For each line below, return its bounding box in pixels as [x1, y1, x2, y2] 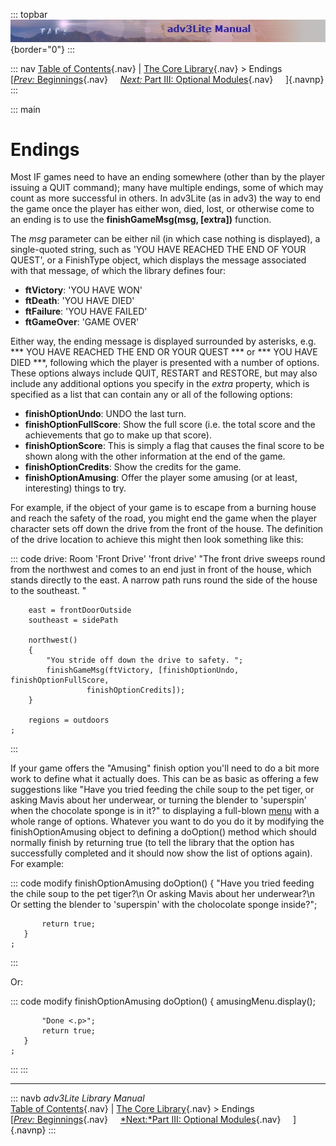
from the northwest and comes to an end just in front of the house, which [10, 564, 312, 576]
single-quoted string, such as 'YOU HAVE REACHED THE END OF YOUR [10, 244, 307, 256]
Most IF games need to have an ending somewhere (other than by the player [10, 171, 326, 183]
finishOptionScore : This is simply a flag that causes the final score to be [24, 440, 325, 452]
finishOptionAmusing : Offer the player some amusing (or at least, [24, 472, 298, 484]
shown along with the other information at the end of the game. [24, 450, 286, 463]
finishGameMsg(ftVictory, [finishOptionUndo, [46, 665, 240, 676]
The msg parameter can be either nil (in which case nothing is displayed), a [10, 233, 321, 245]
